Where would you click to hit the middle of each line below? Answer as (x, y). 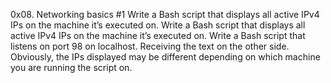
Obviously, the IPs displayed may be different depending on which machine (165, 57)
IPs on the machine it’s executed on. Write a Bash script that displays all (158, 25)
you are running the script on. (71, 67)
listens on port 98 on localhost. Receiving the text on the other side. (150, 46)
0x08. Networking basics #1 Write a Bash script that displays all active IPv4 (165, 14)
